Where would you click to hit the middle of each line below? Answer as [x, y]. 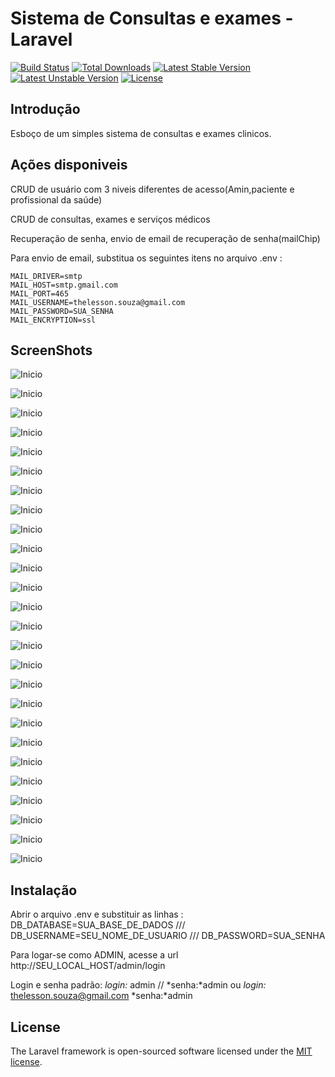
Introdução [45, 109]
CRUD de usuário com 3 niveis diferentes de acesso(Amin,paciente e [152, 189]
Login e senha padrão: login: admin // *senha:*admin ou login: [138, 985]
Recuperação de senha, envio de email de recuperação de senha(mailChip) [165, 238]
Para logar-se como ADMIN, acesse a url [94, 955]
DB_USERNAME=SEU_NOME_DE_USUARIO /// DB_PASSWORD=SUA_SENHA [168, 936]
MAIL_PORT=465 [40, 293]
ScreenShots [51, 350]
